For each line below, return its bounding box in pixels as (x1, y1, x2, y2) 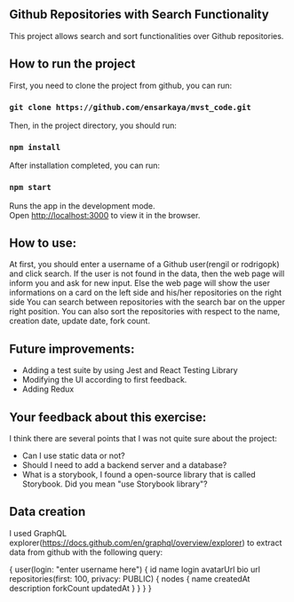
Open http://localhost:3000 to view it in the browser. (9, 210, 201, 220)
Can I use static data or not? (21, 450, 126, 461)
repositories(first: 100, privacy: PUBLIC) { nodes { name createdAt (9, 573, 250, 584)
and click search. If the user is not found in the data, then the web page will (9, 268, 285, 279)
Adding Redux (21, 384, 75, 394)
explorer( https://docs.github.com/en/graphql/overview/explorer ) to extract (9, 537, 282, 548)
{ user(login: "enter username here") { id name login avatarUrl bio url (9, 564, 260, 574)
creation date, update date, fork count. (9, 315, 151, 327)
